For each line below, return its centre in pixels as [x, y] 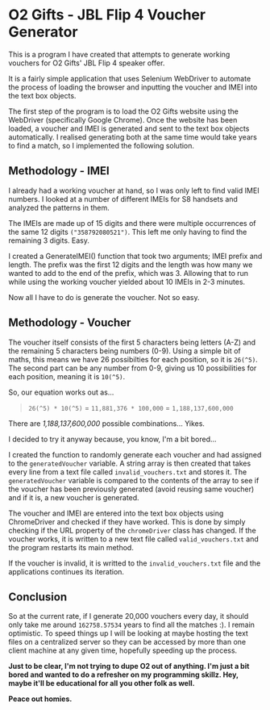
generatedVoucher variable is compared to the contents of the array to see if [134, 480]
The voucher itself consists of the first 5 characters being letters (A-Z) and [132, 342]
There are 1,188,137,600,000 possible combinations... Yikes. [107, 423]
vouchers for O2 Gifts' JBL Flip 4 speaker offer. [87, 63]
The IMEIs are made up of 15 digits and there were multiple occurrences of [132, 223]
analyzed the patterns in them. [59, 207]
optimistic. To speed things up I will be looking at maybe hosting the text [128, 633]
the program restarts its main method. [71, 547]
